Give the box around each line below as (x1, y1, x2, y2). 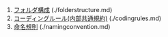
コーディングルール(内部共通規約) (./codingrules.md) (13, 14, 162, 22)
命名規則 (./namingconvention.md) (13, 23, 111, 30)
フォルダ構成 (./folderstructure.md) (13, 6, 113, 13)
